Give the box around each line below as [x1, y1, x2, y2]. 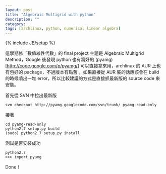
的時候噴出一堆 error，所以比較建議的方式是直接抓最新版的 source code [5, 75, 155, 81]
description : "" [5, 17, 39, 22]
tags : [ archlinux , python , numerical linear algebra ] [5, 26, 121, 31]
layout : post [5, 7, 33, 13]
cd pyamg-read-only [5, 122, 46, 127]
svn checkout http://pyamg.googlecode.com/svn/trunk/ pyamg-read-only [5, 103, 157, 108]
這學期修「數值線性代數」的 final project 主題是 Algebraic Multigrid [5, 50, 144, 56]
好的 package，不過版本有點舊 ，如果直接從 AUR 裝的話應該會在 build [14, 69, 159, 75]
